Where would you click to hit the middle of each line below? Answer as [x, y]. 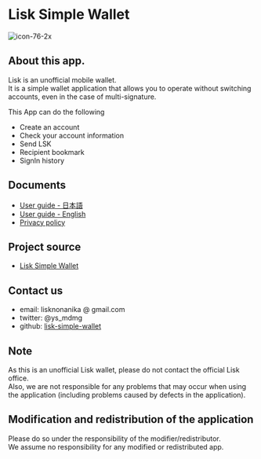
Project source [45, 246]
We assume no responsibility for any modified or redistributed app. [116, 446]
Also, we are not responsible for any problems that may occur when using [127, 386]
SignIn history [42, 160]
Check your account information [71, 135]
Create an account [49, 127]
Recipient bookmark [52, 152]
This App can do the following [56, 112]
